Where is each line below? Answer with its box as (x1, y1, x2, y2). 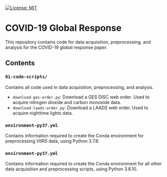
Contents (5, 59, 35, 67)
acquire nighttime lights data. (12, 110, 73, 116)
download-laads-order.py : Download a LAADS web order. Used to (12, 105, 148, 111)
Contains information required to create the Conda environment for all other (5, 161, 162, 167)
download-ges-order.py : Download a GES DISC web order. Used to (12, 94, 150, 100)
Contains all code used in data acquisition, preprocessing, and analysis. (5, 84, 154, 90)
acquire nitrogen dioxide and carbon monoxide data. (12, 99, 122, 105)
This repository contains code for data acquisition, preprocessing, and (5, 39, 151, 45)
